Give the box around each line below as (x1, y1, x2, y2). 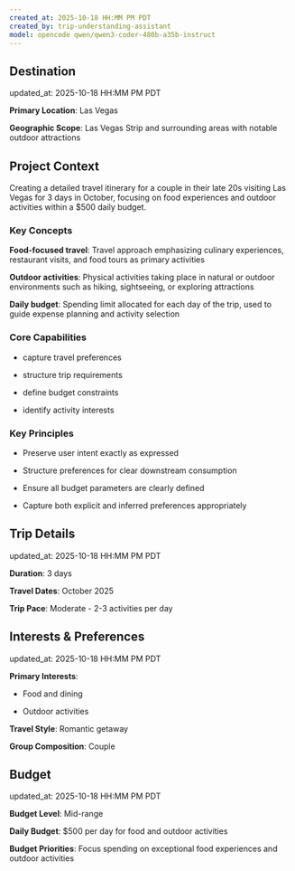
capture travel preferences (22, 352, 122, 363)
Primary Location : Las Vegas (9, 105, 119, 116)
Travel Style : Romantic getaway (9, 723, 129, 734)
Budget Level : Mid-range (9, 809, 104, 819)
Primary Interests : (9, 670, 78, 681)
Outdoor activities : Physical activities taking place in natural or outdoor (9, 272, 275, 283)
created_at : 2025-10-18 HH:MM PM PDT (9, 13, 152, 23)
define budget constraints (22, 386, 119, 398)
